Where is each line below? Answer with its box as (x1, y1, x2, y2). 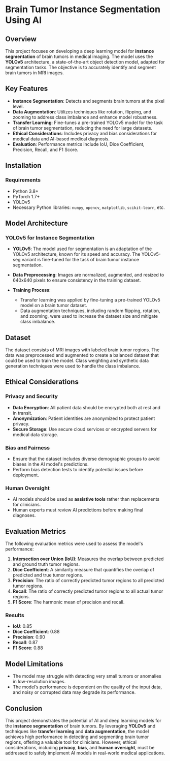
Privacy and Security (5, 393, 58, 400)
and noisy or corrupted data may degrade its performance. (12, 689, 136, 695)
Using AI (5, 14, 42, 26)
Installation (5, 161, 42, 170)
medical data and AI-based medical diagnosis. (12, 136, 110, 142)
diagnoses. (12, 512, 36, 519)
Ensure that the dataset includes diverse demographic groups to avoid (12, 455, 160, 462)
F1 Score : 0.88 (12, 645, 43, 651)
